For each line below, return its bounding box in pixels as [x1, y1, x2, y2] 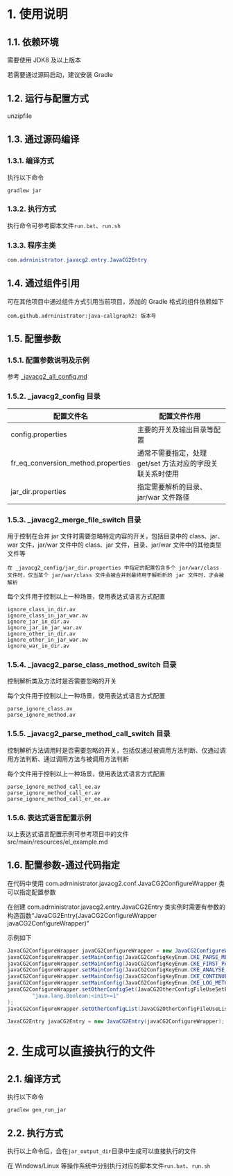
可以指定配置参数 [7, 887, 56, 896]
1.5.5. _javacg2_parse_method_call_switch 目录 [7, 729, 171, 739]
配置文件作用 [159, 411, 201, 420]
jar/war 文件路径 [137, 492, 190, 502]
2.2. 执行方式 [7, 1127, 64, 1139]
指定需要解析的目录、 [137, 482, 207, 491]
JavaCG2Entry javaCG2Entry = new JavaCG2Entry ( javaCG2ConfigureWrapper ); [7, 1018, 225, 1025]
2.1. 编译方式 [7, 1073, 61, 1084]
